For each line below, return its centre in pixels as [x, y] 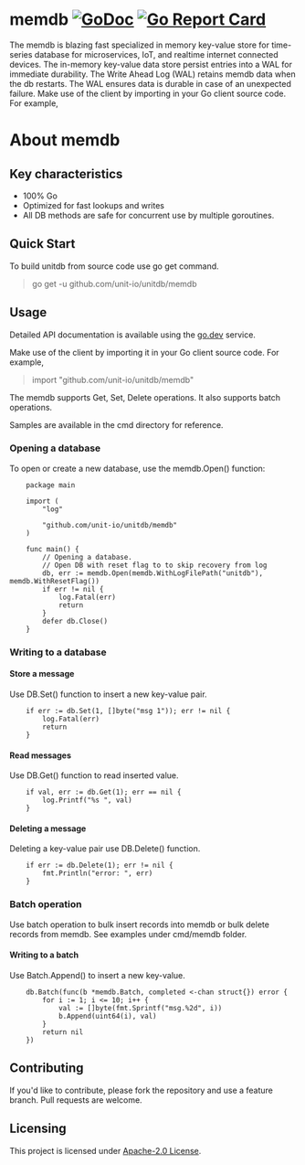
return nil [63, 1032]
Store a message [42, 674]
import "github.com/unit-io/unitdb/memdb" [113, 379]
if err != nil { [73, 589]
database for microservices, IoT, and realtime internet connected [156, 54]
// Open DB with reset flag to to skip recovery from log [155, 565]
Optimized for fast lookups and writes [93, 205]
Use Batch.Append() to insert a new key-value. [97, 975]
